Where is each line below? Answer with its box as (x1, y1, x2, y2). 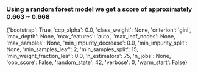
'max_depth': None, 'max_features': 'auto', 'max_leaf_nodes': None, (6, 33, 175, 40)
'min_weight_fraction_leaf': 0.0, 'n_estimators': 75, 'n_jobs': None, (6, 52, 171, 60)
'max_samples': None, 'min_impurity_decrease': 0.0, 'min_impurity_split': (6, 39, 188, 47)
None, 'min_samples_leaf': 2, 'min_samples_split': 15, (6, 46, 139, 53)
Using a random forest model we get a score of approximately (6, 5, 193, 13)
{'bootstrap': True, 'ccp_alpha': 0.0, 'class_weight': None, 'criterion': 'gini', (6, 26, 192, 34)
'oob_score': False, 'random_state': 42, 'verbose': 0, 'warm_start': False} (6, 59, 188, 66)
